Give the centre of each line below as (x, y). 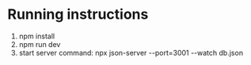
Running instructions (78, 14)
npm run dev (40, 44)
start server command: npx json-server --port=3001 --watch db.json (131, 52)
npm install (37, 36)
